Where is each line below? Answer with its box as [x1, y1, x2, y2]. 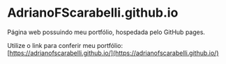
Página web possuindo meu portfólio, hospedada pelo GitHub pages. [7, 28, 206, 36]
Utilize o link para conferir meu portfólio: [7, 41, 123, 49]
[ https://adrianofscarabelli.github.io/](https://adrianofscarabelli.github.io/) [7, 49, 219, 57]
